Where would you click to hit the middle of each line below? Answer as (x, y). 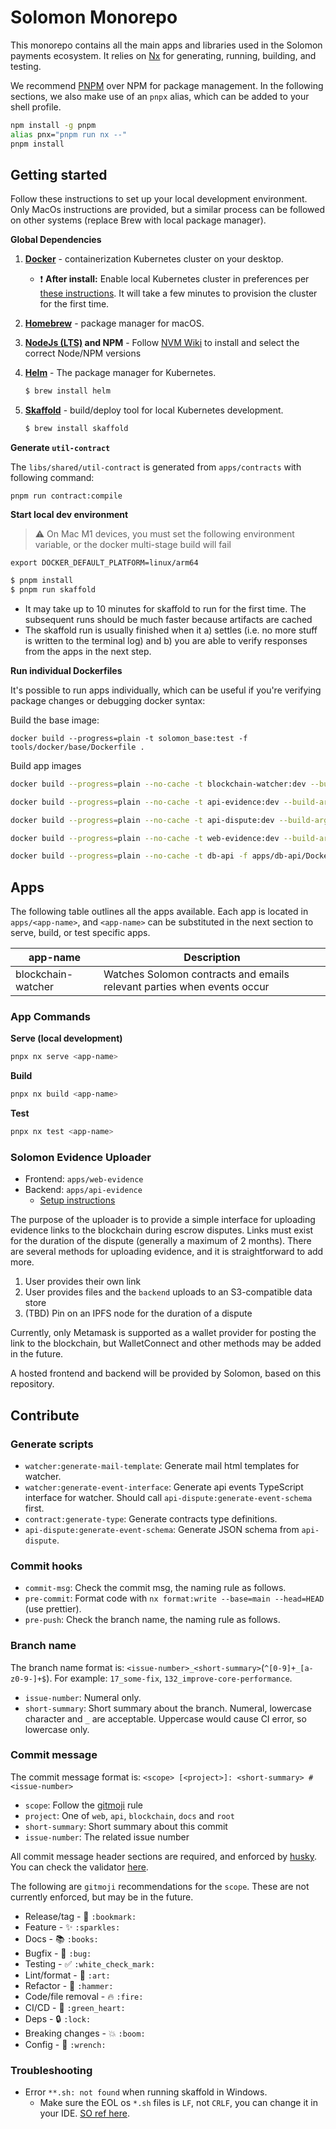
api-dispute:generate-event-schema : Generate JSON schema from (162, 1529)
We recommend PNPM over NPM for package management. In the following (167, 85)
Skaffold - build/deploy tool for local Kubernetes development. (154, 410)
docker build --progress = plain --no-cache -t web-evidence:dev (145, 838)
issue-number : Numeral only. (83, 1697)
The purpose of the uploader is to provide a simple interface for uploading (163, 1220)
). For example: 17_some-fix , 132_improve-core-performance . (169, 1678)
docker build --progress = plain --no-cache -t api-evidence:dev (145, 802)
